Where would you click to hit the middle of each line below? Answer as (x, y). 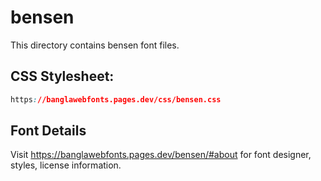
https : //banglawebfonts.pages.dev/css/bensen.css (116, 99)
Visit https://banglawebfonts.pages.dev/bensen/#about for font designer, (161, 155)
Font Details (48, 131)
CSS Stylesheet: (62, 76)
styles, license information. (66, 165)
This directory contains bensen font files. (95, 45)
